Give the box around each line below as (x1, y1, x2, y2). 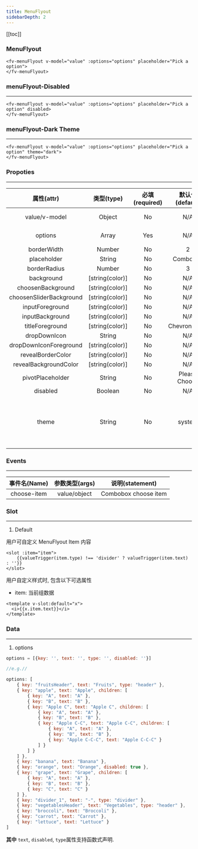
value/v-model (25, 213, 67, 221)
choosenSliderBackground (9, 293, 83, 301)
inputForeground (22, 302, 70, 311)
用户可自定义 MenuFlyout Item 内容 (6, 538, 91, 545)
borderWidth (28, 245, 64, 254)
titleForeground (24, 322, 68, 330)
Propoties (6, 168, 35, 176)
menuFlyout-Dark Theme (6, 125, 80, 133)
